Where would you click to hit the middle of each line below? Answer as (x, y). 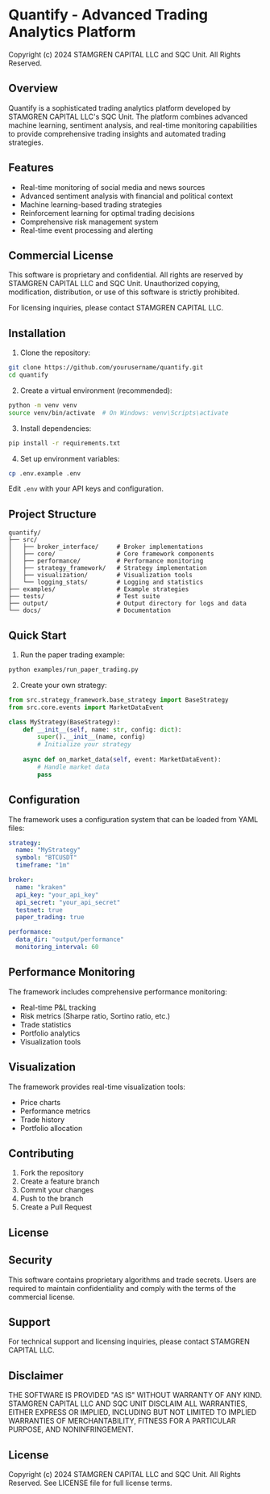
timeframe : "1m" (43, 865)
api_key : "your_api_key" (57, 895)
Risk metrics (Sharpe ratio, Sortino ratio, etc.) (95, 1015)
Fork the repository (52, 1173)
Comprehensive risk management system (89, 222)
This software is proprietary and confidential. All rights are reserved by (126, 275)
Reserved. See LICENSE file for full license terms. (90, 1483)
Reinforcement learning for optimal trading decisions (107, 213)
